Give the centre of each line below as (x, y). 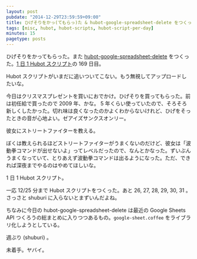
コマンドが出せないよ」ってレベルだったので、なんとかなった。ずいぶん (103, 150)
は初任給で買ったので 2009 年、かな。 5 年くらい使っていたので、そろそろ (96, 103)
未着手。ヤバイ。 (27, 250)
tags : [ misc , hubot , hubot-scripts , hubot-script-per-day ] (80, 28)
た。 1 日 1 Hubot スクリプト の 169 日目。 (55, 64)
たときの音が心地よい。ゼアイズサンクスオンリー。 (68, 118)
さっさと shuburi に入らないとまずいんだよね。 (63, 197)
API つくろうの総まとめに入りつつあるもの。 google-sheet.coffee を (88, 218)
